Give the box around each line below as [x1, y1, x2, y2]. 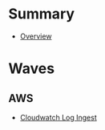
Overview [19, 31, 52, 41]
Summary [8, 5, 75, 23]
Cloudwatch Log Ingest [19, 112, 98, 122]
